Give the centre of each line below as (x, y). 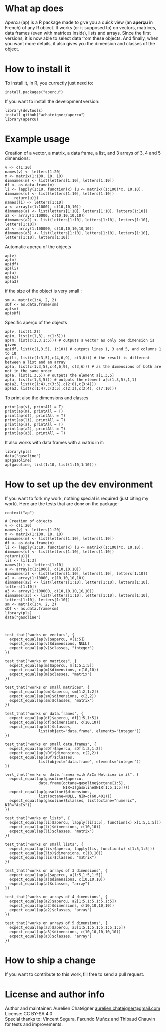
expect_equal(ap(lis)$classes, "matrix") (53, 857)
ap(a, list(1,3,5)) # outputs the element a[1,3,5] (60, 375)
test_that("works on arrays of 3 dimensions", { (56, 871)
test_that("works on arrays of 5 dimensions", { (56, 923)
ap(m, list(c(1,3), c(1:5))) (35, 336)
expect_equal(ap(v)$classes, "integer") (52, 648)
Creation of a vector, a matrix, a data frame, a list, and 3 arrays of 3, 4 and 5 (83, 153)
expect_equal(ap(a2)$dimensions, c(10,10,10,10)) (62, 905)
